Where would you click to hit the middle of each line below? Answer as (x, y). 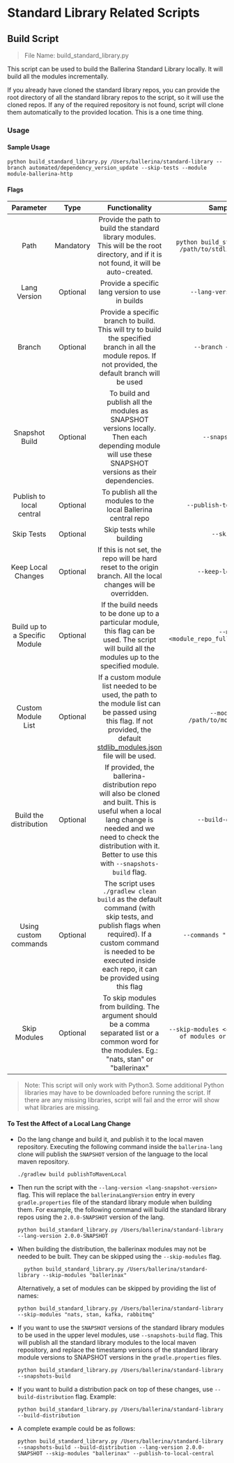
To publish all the (130, 492)
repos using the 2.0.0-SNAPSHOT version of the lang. (91, 1217)
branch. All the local (130, 576)
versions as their (129, 472)
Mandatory (72, 246)
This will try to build (129, 330)
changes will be (130, 585)
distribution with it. (130, 846)
